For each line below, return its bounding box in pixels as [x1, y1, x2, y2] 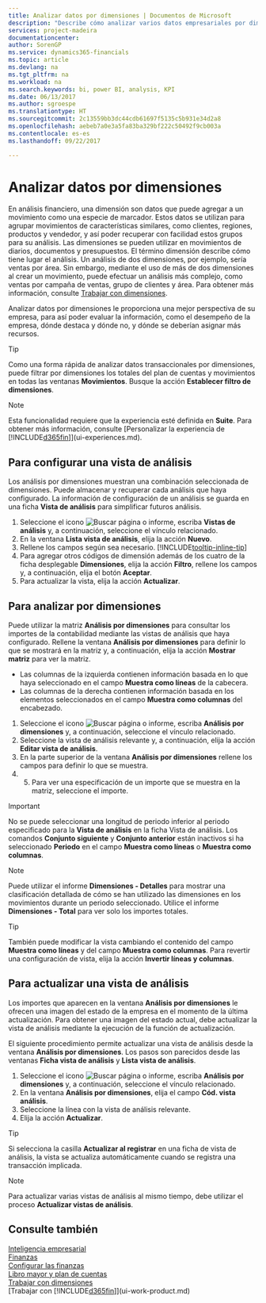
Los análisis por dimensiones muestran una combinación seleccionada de [8, 477, 249, 486]
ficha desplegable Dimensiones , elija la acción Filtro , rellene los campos [19, 560, 257, 569]
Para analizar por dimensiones [8, 600, 161, 613]
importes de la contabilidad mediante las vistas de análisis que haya [8, 629, 230, 638]
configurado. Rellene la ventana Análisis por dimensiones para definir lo [8, 638, 246, 647]
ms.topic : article [8, 56, 69, 64]
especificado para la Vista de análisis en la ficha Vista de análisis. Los [8, 826, 238, 835]
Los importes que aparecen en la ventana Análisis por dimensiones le [8, 998, 238, 1007]
